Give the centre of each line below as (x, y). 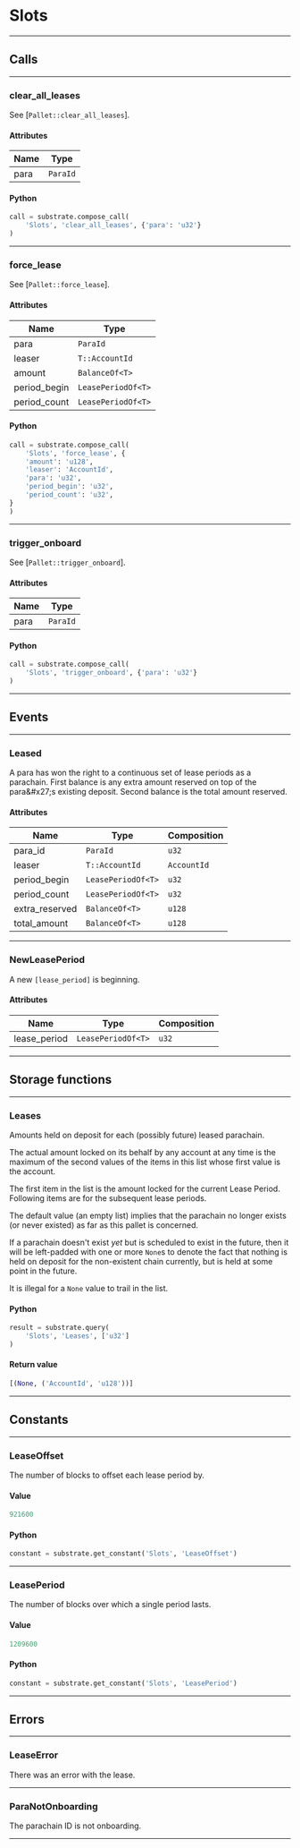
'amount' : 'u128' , (59, 462)
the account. (33, 1171)
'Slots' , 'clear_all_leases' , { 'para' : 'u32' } (113, 226)
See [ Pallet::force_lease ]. (59, 285)
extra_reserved (46, 909)
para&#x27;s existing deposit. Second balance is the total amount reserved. (148, 792)
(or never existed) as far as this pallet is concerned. (104, 1225)
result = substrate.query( (59, 1328)
